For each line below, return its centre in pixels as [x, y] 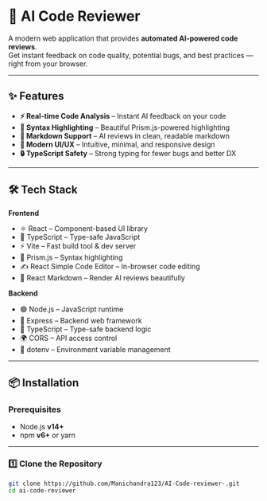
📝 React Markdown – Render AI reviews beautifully [102, 277]
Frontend [24, 213]
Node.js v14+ [42, 427]
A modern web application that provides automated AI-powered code [123, 38]
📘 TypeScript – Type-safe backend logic [85, 329]
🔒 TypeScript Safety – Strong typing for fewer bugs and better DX [128, 153]
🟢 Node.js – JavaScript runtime [72, 309]
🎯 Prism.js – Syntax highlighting [71, 257]
